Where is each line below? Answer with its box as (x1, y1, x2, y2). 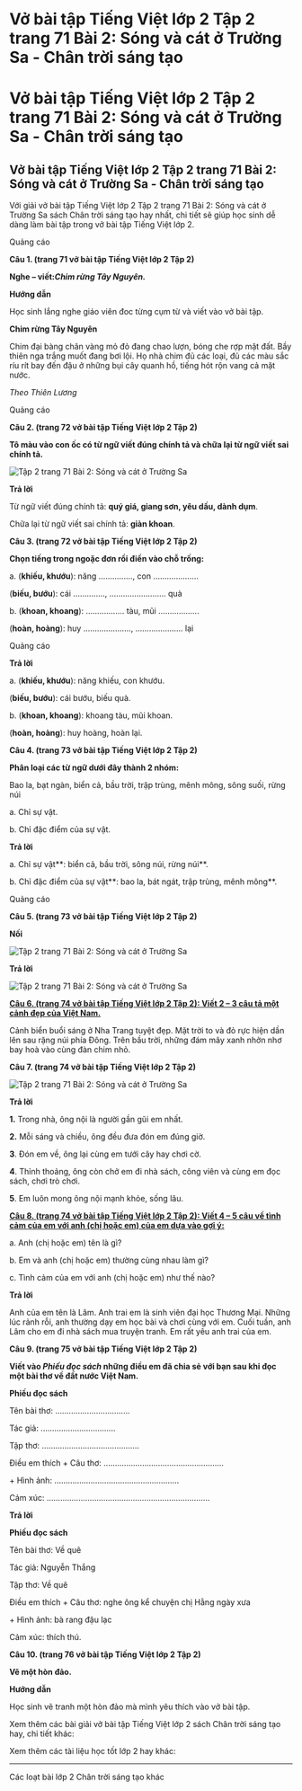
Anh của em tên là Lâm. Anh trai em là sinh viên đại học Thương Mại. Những (9, 1308, 290, 1318)
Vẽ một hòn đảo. (9, 1667, 72, 1678)
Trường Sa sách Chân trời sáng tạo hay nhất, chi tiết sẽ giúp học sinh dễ (9, 209, 276, 220)
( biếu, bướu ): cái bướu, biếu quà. (9, 693, 131, 704)
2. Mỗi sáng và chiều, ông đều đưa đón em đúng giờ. (9, 1131, 206, 1142)
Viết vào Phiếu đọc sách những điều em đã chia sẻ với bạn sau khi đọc (9, 1361, 277, 1372)
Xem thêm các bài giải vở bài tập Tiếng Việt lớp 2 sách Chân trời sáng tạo (9, 1719, 281, 1730)
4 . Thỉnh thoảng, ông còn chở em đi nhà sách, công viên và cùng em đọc (9, 1166, 281, 1177)
